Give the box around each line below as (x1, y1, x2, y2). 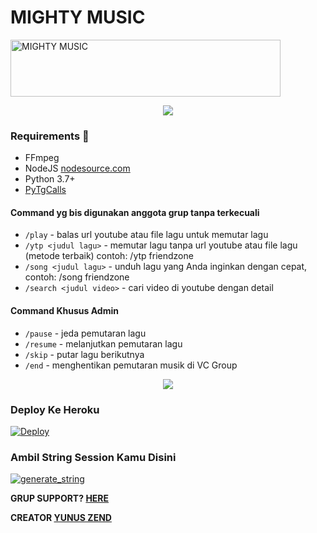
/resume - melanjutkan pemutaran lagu (24, 337, 183, 350)
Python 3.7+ (24, 173, 76, 185)
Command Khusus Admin (10, 305, 119, 317)
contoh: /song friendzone (24, 271, 130, 283)
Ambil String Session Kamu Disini (10, 450, 177, 464)
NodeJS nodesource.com (24, 162, 131, 175)
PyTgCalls (24, 184, 67, 196)
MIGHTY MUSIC (10, 6, 146, 29)
